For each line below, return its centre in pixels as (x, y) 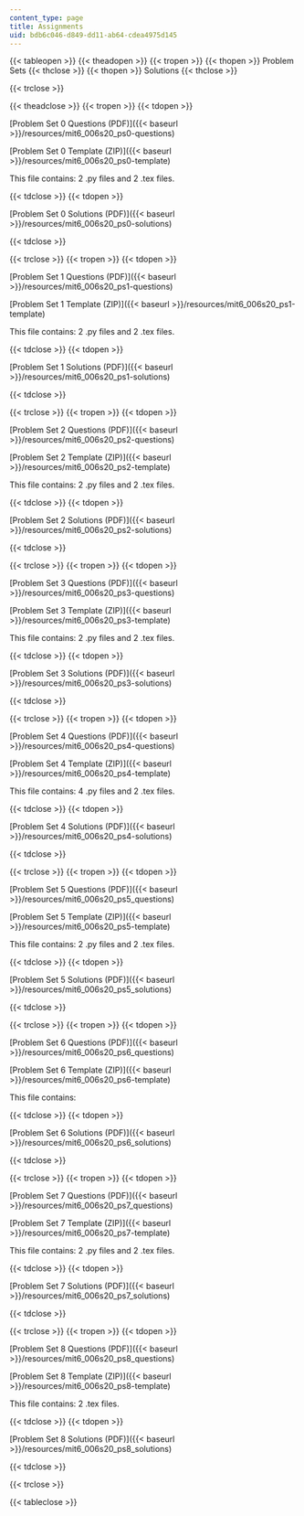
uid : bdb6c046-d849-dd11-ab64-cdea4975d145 (94, 35)
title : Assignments (47, 27)
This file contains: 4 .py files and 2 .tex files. (92, 791)
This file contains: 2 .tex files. (65, 1404)
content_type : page (47, 18)
